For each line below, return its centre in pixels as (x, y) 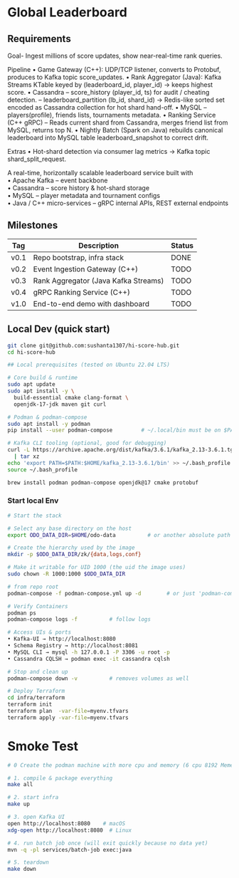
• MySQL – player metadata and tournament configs (84, 195)
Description (99, 245)
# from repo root (33, 587)
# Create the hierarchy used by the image (71, 548)
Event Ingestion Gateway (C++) (86, 269)
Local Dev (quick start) (59, 329)
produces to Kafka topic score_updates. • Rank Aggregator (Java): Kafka (115, 77)
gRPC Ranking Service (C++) (81, 292)
